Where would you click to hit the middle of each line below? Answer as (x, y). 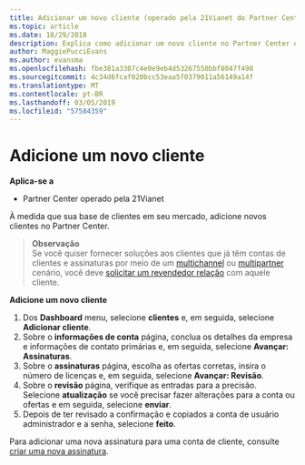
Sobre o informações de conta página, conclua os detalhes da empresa (157, 337)
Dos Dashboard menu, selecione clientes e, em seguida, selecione (148, 318)
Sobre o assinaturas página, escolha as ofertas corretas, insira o (144, 366)
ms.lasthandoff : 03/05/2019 (63, 102)
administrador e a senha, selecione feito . (99, 424)
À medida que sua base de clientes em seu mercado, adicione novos (138, 217)
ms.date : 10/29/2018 (49, 35)
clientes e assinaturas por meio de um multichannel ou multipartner (157, 263)
